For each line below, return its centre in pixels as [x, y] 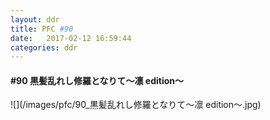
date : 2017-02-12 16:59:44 [71, 38]
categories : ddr [44, 47]
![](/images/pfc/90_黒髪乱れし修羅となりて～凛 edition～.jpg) [136, 105]
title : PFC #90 [42, 29]
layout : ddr [35, 19]
